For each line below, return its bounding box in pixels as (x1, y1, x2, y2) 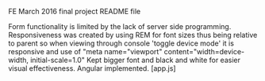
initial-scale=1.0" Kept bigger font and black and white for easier (30, 55, 240, 64)
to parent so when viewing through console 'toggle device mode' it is (8, 39, 234, 48)
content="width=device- (163, 47, 245, 56)
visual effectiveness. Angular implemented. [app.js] (8, 64, 176, 73)
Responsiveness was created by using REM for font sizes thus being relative (8, 31, 258, 39)
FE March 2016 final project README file (8, 7, 141, 16)
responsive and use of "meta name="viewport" (8, 47, 163, 56)
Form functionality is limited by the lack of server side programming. (8, 22, 232, 31)
